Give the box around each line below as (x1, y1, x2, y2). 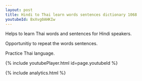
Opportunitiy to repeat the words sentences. (5, 40, 98, 47)
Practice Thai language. (5, 50, 55, 56)
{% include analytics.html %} (5, 70, 66, 76)
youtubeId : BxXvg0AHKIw (5, 17, 56, 22)
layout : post (5, 7, 33, 13)
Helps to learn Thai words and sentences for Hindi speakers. (5, 31, 132, 37)
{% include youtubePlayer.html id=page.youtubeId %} (5, 60, 118, 66)
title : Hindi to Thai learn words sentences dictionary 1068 (5, 12, 137, 17)
